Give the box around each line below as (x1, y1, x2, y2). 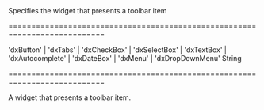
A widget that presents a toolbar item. (8, 93, 132, 102)
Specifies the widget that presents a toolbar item (8, 6, 167, 15)
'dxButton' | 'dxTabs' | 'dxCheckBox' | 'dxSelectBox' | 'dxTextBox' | (8, 45, 228, 55)
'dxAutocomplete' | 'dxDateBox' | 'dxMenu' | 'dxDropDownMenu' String (8, 54, 242, 63)
